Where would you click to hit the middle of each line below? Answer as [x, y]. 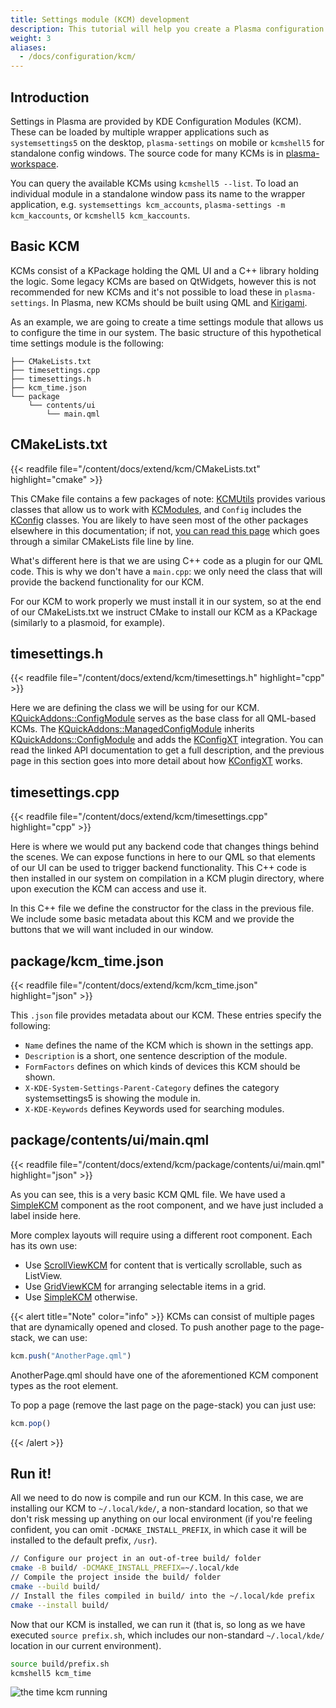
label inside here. [46, 1215]
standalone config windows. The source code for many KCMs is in [147, 153]
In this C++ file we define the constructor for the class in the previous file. [162, 908]
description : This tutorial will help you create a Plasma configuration [167, 29]
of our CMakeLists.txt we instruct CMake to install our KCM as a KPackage [164, 612]
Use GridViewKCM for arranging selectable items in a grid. [145, 1286]
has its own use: [44, 1245]
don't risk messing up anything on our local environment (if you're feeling [161, 1519]
